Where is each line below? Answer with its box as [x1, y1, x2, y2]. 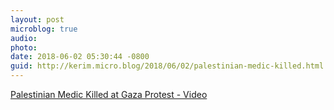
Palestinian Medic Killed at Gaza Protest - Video [10, 89, 208, 100]
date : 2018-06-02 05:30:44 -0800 [10, 52, 150, 62]
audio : [10, 33, 38, 43]
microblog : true [10, 24, 78, 34]
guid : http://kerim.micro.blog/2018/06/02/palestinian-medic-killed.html [10, 61, 325, 71]
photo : [10, 42, 38, 53]
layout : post [10, 14, 65, 25]
